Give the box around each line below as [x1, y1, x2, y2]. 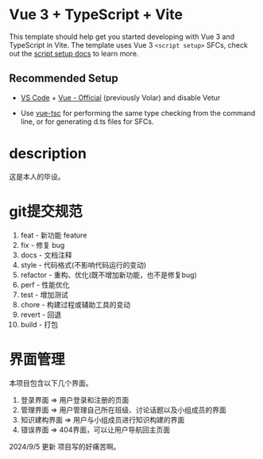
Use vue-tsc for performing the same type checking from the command [20, 108, 256, 118]
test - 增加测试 [20, 290, 68, 299]
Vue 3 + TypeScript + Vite [9, 6, 184, 24]
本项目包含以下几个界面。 [9, 378, 93, 388]
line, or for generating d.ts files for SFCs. [20, 117, 154, 126]
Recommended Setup [9, 71, 118, 85]
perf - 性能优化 [20, 280, 70, 289]
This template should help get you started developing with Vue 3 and [9, 32, 235, 41]
